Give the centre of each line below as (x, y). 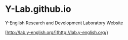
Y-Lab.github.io (38, 9)
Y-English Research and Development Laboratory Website (64, 23)
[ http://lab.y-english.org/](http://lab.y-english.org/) (57, 32)
